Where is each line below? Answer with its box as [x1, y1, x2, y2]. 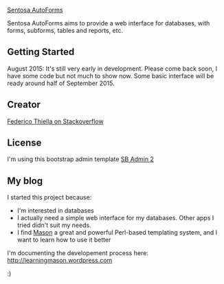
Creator [7, 99, 41, 110]
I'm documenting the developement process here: [7, 249, 149, 257]
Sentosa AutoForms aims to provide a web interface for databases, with [7, 19, 210, 27]
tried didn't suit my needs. [16, 221, 91, 229]
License [7, 137, 42, 149]
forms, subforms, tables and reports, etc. [7, 27, 124, 34]
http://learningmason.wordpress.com [7, 257, 113, 265]
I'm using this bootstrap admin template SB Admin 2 [7, 155, 155, 163]
